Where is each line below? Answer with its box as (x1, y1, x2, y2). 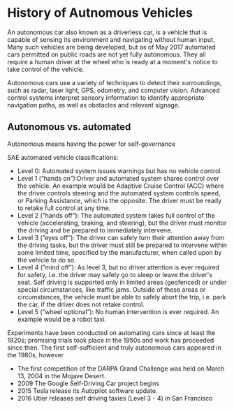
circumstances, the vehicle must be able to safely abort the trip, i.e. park (17, 292, 226, 301)
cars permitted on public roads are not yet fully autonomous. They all (7, 50, 206, 59)
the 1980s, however (7, 350, 64, 359)
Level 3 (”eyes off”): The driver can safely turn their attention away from (17, 233, 225, 241)
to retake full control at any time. (17, 204, 111, 212)
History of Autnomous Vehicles (7, 5, 193, 21)
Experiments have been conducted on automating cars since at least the (7, 328, 216, 336)
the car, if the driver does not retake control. (17, 300, 145, 308)
